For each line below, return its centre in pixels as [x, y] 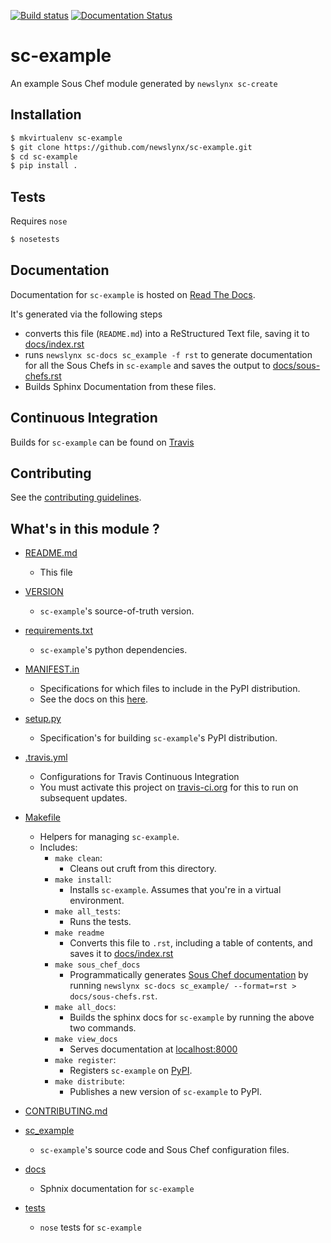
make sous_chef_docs [97, 965]
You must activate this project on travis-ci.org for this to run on [169, 787]
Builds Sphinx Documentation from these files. [120, 386]
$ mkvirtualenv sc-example [66, 138]
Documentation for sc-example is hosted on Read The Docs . [133, 294]
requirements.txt [59, 631]
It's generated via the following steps [86, 314]
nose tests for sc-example [90, 1227]
